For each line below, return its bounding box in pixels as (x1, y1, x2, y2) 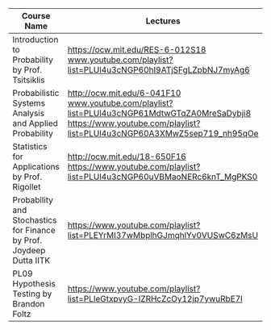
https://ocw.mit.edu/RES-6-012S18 (67, 44, 206, 55)
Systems (12, 98, 46, 108)
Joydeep (12, 245, 46, 256)
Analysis (12, 108, 45, 119)
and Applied (12, 118, 59, 128)
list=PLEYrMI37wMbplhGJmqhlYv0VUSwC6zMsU (67, 230, 259, 240)
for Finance (12, 225, 56, 236)
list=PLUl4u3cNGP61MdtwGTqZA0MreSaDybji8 (67, 108, 252, 119)
